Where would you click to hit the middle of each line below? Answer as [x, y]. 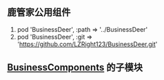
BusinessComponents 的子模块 [75, 68]
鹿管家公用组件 [39, 12]
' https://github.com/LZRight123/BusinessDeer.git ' [87, 44]
